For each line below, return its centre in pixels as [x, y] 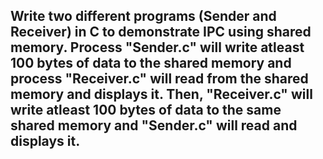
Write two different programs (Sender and [143, 16]
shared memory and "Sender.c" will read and [154, 125]
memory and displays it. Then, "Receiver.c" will [161, 94]
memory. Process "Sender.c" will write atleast [157, 47]
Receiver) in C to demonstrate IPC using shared [161, 32]
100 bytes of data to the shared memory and [151, 63]
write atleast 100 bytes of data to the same [146, 110]
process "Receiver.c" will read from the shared [159, 79]
